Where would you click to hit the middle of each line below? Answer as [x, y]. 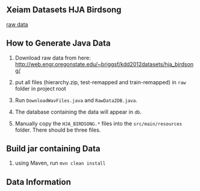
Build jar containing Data [53, 149]
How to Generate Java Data [58, 44]
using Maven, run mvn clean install [60, 163]
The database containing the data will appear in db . [78, 112]
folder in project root [40, 88]
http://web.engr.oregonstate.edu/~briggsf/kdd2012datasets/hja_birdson [104, 64]
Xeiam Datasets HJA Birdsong [64, 10]
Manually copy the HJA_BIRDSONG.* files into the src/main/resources [98, 123]
